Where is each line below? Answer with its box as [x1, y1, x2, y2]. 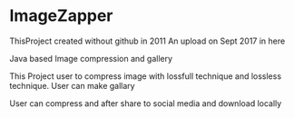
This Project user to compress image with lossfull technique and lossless [9, 70, 282, 82]
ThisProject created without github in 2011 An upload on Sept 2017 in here [9, 35, 286, 46]
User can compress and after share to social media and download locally [9, 97, 282, 109]
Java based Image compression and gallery [9, 53, 173, 64]
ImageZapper [9, 5, 113, 26]
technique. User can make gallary [9, 80, 135, 91]
